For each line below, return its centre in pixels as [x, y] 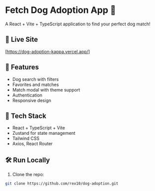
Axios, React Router [32, 144]
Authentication [27, 95]
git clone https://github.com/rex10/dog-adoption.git [62, 184]
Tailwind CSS [26, 138]
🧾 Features [22, 67]
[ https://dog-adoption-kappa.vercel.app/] [48, 51]
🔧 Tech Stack [26, 116]
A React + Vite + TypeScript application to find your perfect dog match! [78, 24]
